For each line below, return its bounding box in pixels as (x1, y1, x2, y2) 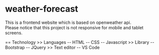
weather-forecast (5, 3, 78, 15)
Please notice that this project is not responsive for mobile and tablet (5, 24, 144, 30)
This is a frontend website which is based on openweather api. (5, 19, 132, 25)
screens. (5, 30, 23, 36)
